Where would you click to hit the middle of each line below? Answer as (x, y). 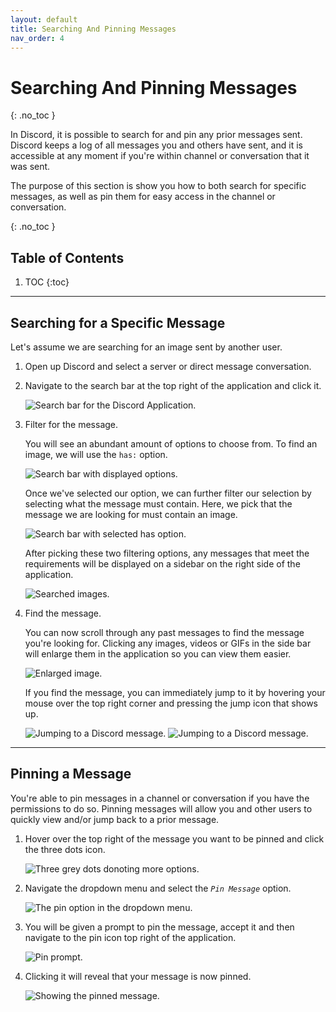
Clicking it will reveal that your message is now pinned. (138, 976)
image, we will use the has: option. (96, 454)
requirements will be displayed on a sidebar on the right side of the (162, 563)
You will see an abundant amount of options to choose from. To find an (171, 443)
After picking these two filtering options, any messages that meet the (167, 553)
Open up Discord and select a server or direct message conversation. (168, 366)
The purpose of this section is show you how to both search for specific (158, 186)
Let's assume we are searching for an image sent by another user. (146, 347)
